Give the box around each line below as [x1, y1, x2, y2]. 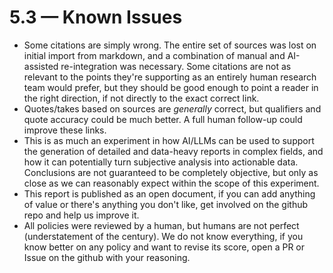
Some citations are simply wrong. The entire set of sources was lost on [23, 39, 317, 51]
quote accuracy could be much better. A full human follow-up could [23, 113, 303, 125]
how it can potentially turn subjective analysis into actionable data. [23, 156, 299, 168]
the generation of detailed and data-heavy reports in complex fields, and [23, 145, 324, 157]
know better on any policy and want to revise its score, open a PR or [23, 241, 306, 253]
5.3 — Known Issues [9, 6, 183, 29]
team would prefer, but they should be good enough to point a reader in [23, 81, 319, 93]
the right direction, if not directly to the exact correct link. [23, 92, 260, 104]
